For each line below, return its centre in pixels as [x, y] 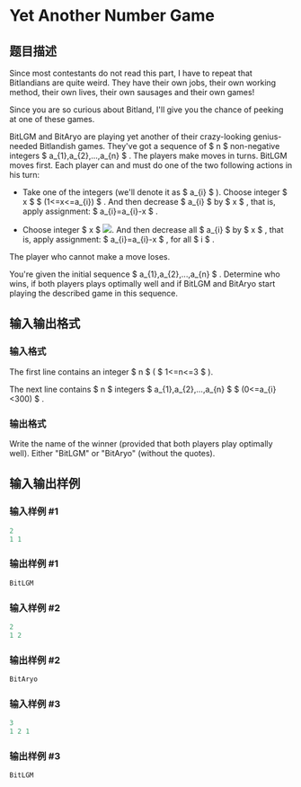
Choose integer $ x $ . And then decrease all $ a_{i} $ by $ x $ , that [153, 230]
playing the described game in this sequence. [93, 293]
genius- [267, 137]
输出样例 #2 [35, 659]
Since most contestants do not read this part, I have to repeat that [131, 73]
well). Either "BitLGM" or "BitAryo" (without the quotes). [112, 453]
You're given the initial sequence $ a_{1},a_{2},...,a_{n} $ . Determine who [145, 274]
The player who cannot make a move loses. [90, 256]
